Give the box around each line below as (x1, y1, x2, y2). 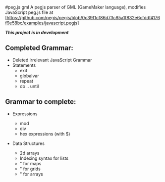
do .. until (19, 83, 39, 89)
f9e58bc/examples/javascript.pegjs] (5, 20, 79, 26)
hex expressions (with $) (19, 131, 70, 136)
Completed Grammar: (5, 44, 73, 52)
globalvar (19, 73, 39, 79)
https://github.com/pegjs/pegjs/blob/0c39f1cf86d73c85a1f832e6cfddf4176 (6, 15, 160, 20)
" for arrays (19, 171, 43, 177)
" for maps (19, 160, 42, 166)
